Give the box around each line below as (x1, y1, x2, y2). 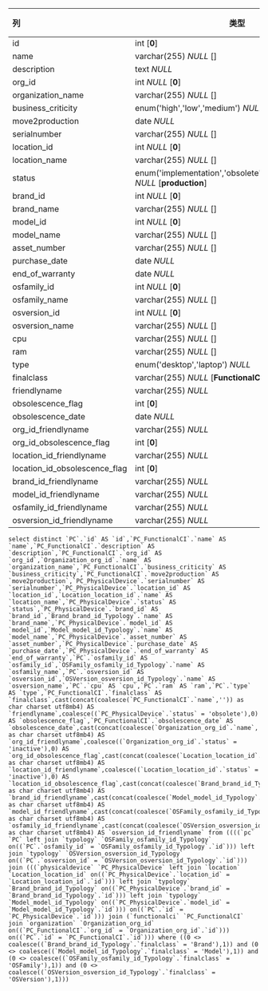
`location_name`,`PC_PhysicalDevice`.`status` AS (8, 598, 177, 606)
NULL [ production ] (135, 177, 207, 188)
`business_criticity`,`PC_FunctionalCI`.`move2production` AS (8, 570, 219, 578)
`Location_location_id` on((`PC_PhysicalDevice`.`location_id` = (8, 870, 230, 878)
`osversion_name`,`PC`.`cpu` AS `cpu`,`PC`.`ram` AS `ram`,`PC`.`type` (8, 682, 251, 690)
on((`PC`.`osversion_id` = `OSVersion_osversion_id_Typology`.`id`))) (8, 857, 248, 865)
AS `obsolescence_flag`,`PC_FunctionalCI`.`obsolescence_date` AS (8, 717, 234, 725)
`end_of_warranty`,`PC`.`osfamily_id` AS (8, 654, 148, 662)
